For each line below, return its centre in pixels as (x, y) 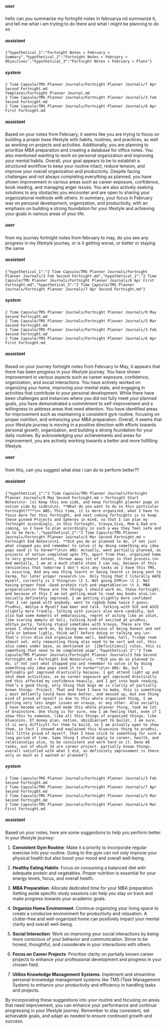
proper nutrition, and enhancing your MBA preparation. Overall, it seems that (83, 419)
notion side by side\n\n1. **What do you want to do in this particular (82, 506)
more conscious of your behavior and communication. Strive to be (80, 939)
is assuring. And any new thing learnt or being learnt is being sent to (83, 572)
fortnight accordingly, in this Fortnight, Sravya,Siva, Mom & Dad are (81, 524)
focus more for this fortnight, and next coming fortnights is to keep (81, 515)
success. (14, 1021)
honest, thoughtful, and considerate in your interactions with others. (82, 944)
